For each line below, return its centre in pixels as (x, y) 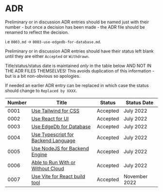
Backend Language (53, 140)
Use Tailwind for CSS (55, 111)
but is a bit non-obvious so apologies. (43, 76)
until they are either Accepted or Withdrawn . (47, 56)
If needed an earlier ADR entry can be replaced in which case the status (77, 85)
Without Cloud (48, 168)
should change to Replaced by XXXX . (41, 90)
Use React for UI (50, 119)
